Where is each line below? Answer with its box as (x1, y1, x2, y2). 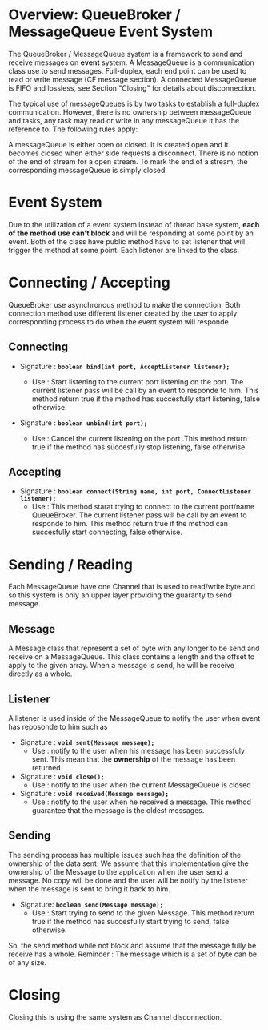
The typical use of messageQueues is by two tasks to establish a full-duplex (8, 99, 260, 108)
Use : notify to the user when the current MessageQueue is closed (31, 780, 252, 790)
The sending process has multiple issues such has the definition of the (8, 850, 242, 859)
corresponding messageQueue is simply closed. (8, 165, 168, 175)
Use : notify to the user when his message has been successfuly (31, 746, 246, 755)
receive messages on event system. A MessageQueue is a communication (8, 58, 254, 67)
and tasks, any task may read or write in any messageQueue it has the (8, 115, 240, 125)
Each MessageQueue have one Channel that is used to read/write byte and (8, 582, 256, 592)
